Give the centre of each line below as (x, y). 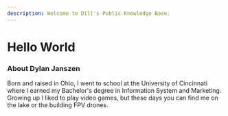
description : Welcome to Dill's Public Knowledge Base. (89, 13)
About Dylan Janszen (44, 68)
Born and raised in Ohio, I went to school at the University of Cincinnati (107, 83)
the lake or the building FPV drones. (58, 105)
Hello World (41, 47)
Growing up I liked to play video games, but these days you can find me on (113, 98)
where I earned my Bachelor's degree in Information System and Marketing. (114, 91)
